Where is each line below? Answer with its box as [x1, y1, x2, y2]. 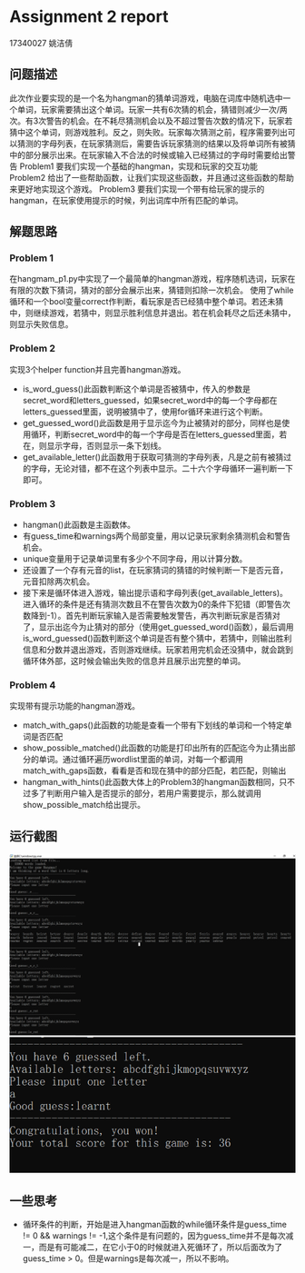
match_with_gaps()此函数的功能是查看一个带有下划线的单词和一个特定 [22, 720, 284, 731]
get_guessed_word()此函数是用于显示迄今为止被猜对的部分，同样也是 [22, 417, 282, 428]
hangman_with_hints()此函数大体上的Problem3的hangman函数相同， [22, 777, 280, 788]
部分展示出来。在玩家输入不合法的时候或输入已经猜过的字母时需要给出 [25, 149, 288, 160]
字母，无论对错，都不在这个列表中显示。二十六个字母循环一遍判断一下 [30, 462, 293, 473]
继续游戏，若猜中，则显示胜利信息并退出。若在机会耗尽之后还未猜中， [33, 307, 296, 319]
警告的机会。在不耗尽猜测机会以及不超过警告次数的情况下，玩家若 [45, 115, 293, 126]
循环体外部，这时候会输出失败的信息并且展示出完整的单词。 [22, 656, 246, 667]
